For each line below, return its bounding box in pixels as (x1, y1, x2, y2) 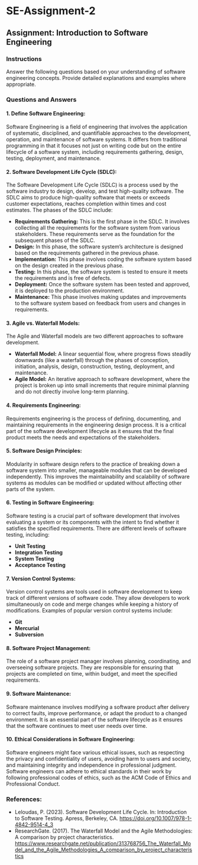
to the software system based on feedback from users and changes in (14, 300, 186, 307)
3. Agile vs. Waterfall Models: (6, 319, 80, 327)
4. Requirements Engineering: (6, 402, 82, 409)
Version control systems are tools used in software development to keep (6, 588, 183, 595)
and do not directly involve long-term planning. (14, 388, 129, 395)
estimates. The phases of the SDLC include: (6, 206, 113, 214)
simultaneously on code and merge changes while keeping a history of (6, 601, 178, 608)
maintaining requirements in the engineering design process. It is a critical (6, 421, 186, 428)
